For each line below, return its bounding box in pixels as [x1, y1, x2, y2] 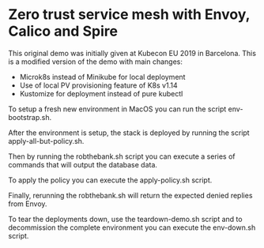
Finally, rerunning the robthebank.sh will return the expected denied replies [8, 190, 253, 200]
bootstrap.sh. [8, 112, 52, 122]
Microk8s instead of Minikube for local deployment [19, 72, 186, 81]
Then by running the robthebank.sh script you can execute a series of [8, 152, 236, 161]
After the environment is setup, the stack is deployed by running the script [8, 128, 251, 137]
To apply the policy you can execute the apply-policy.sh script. [8, 175, 213, 185]
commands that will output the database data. [8, 160, 158, 169]
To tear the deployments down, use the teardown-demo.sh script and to [8, 214, 243, 224]
